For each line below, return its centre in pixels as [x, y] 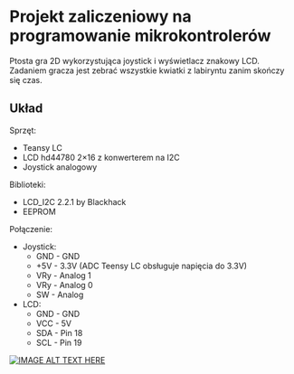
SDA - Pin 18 [59, 332]
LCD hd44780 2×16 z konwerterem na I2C [101, 157]
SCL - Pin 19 [59, 342]
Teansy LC [43, 147]
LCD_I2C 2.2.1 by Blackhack [74, 201]
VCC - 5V [54, 323]
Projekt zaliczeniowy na [100, 17]
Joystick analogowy [60, 167]
